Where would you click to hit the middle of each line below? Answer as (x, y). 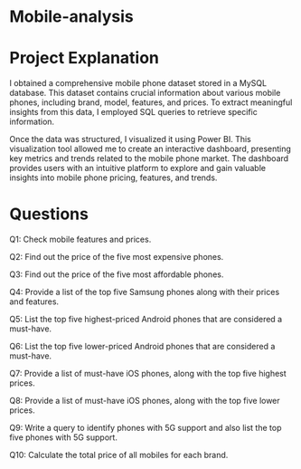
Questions (49, 214)
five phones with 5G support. (63, 437)
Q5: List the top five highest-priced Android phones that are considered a (146, 320)
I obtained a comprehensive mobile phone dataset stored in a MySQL (138, 83)
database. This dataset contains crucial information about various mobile (145, 93)
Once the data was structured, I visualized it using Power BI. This (130, 139)
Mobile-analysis (71, 17)
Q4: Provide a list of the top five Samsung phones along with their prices (145, 292)
